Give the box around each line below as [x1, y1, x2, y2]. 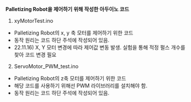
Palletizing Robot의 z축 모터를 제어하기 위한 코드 [13, 75, 127, 82]
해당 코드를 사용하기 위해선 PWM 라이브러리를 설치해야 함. [13, 82, 148, 89]
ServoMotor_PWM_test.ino [13, 63, 79, 69]
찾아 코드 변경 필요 [13, 51, 57, 58]
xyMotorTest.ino [13, 17, 53, 24]
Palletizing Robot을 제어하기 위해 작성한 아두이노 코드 [5, 6, 129, 12]
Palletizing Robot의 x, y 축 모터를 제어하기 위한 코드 [13, 29, 134, 36]
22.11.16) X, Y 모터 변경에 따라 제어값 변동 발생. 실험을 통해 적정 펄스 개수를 [13, 44, 186, 51]
